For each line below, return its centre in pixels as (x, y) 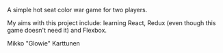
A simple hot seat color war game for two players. (77, 10)
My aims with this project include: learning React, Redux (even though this (112, 23)
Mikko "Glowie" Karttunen (44, 43)
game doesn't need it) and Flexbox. (57, 30)
